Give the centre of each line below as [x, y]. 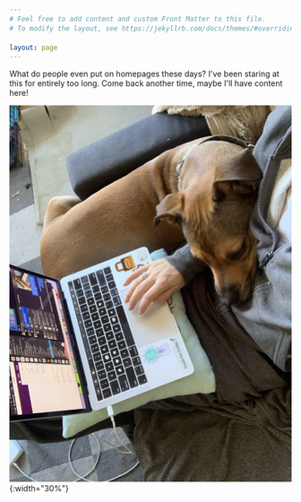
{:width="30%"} [39, 489]
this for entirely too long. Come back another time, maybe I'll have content [146, 83]
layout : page [34, 48]
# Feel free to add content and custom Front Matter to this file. [138, 19]
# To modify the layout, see [64, 28]
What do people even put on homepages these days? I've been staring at [144, 74]
